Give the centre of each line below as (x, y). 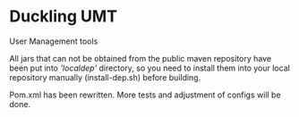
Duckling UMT (64, 17)
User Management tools (54, 41)
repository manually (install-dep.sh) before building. (105, 77)
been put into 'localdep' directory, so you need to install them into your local (150, 68)
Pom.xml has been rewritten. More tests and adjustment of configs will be (145, 95)
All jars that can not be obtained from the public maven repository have (140, 58)
